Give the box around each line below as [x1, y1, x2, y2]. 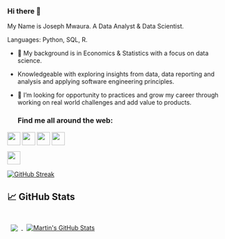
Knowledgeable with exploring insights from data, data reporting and [17, 70, 215, 79]
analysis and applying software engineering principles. [17, 77, 175, 86]
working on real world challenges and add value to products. [17, 98, 192, 107]
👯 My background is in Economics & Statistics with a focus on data [17, 49, 209, 58]
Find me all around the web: [17, 116, 114, 125]
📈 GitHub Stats [7, 191, 75, 203]
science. [17, 56, 42, 65]
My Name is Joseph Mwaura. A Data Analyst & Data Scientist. [7, 22, 185, 31]
